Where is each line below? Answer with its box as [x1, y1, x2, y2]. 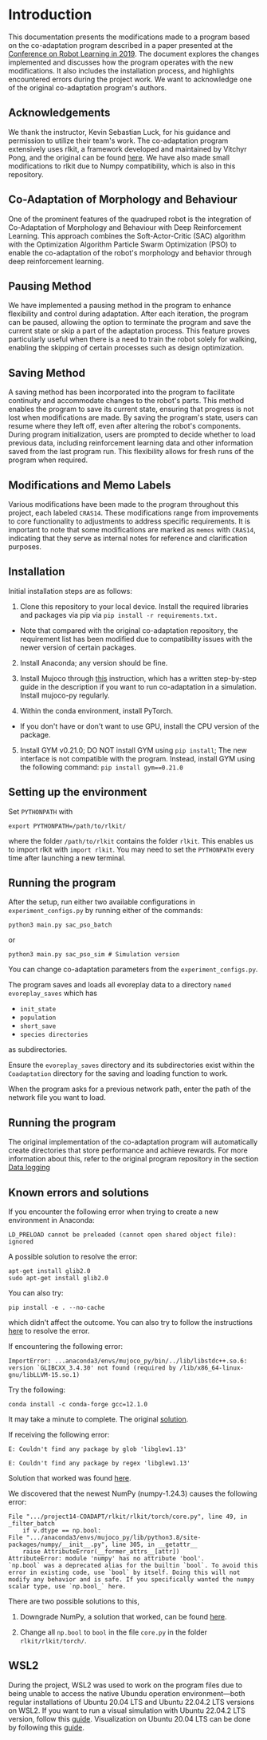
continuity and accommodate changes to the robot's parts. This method [8, 396, 245, 405]
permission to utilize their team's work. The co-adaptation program [8, 136, 229, 145]
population [19, 1014, 57, 1022]
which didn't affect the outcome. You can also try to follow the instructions [8, 1318, 253, 1327]
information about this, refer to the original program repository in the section [8, 1154, 259, 1164]
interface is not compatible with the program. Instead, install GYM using [19, 753, 256, 763]
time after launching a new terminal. [8, 852, 126, 863]
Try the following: [8, 1385, 66, 1394]
